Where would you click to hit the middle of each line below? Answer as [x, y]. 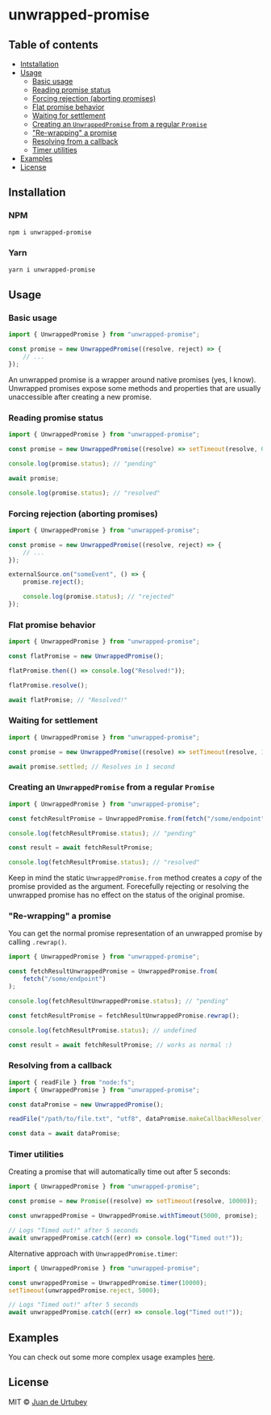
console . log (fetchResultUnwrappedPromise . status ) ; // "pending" [119, 1001]
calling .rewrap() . [38, 942]
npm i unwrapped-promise [50, 232]
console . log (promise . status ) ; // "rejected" [99, 597]
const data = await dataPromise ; [65, 1134]
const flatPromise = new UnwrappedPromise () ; [86, 656]
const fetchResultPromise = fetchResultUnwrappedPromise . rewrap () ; [124, 1016]
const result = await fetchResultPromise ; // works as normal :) [120, 1045]
